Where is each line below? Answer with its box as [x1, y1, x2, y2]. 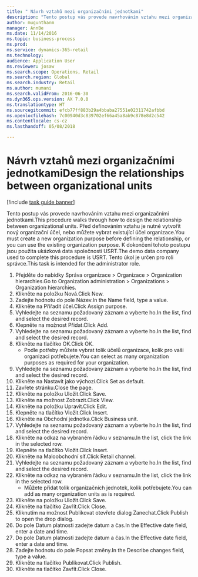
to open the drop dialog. [15, 515, 74, 522]
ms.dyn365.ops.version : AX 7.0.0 [6, 96, 89, 102]
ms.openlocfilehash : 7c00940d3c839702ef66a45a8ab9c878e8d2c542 [6, 112, 165, 118]
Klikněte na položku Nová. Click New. [15, 290, 105, 297]
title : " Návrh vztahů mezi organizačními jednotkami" [6, 8, 144, 15]
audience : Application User [6, 58, 76, 64]
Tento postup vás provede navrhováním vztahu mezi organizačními [6, 210, 169, 217]
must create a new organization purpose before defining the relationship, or [6, 235, 190, 242]
